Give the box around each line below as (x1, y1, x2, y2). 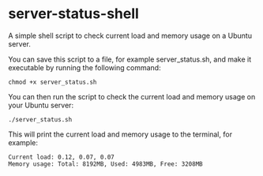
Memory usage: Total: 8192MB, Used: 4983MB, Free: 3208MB (8, 159, 203, 168)
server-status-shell (8, 5, 140, 23)
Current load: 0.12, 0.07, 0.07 (8, 153, 115, 161)
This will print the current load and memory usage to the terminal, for (8, 129, 233, 139)
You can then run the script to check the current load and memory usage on (8, 92, 256, 101)
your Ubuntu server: (8, 100, 73, 110)
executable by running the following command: (8, 62, 161, 72)
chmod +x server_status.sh (8, 78, 97, 86)
